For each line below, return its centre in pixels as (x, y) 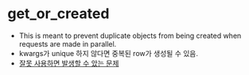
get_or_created (58, 14)
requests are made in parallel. (68, 43)
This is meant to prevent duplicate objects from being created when (130, 36)
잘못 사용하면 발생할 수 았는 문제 (69, 63)
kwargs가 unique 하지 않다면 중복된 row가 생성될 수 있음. (109, 53)
